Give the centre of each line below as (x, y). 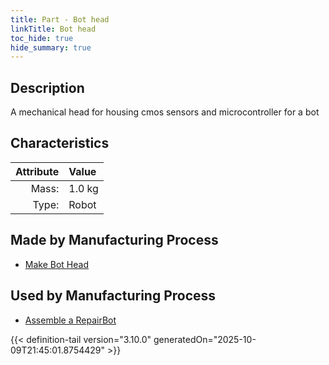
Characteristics (60, 143)
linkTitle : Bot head (53, 29)
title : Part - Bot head (60, 19)
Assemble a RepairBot (70, 320)
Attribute (37, 171)
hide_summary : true (51, 47)
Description (47, 87)
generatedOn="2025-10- (205, 339)
